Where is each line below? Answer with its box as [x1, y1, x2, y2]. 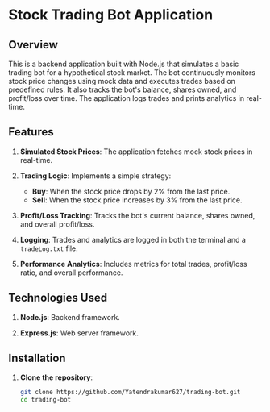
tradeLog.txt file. [19, 243, 78, 253]
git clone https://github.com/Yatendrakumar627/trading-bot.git [19, 389, 241, 397]
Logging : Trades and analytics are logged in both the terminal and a [19, 235, 246, 244]
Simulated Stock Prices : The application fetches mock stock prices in [19, 147, 253, 156]
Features [8, 125, 54, 139]
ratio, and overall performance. [19, 268, 123, 277]
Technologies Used [8, 291, 107, 305]
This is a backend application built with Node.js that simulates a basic [8, 59, 239, 69]
